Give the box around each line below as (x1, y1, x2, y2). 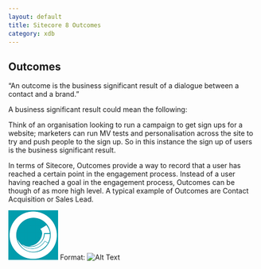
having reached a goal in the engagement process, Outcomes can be (8, 178, 236, 187)
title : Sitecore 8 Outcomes (8, 21, 102, 29)
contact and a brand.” (8, 90, 80, 99)
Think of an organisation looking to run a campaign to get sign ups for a (8, 120, 243, 130)
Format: (59, 252, 86, 262)
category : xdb (8, 29, 56, 37)
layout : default (8, 13, 62, 21)
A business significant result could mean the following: (8, 105, 188, 114)
